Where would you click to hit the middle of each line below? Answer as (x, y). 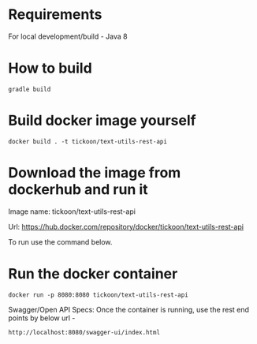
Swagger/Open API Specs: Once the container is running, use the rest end (129, 309)
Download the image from (95, 173)
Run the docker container (93, 273)
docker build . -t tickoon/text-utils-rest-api (88, 141)
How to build (50, 68)
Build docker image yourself (102, 121)
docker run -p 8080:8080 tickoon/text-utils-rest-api (99, 295)
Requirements (55, 15)
